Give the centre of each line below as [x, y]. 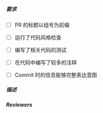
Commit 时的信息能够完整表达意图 [56, 75]
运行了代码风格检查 [38, 38]
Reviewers [19, 105]
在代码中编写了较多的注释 [46, 62]
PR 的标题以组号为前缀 [42, 25]
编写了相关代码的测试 [40, 50]
